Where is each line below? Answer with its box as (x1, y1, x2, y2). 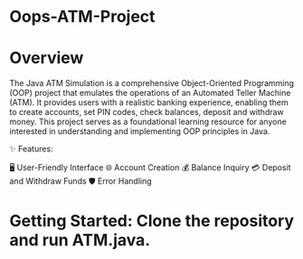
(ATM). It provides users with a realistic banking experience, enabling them (9, 97, 289, 108)
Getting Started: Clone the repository (9, 211, 295, 232)
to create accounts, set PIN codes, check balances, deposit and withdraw (9, 107, 285, 118)
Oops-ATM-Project (9, 6, 156, 27)
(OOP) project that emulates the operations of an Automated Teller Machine (9, 88, 291, 99)
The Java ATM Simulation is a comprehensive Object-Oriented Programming (9, 78, 295, 89)
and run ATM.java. (9, 230, 151, 251)
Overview (9, 48, 84, 69)
